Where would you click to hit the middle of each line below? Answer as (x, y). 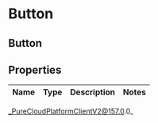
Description (92, 92)
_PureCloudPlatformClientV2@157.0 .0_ (71, 111)
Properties (35, 69)
